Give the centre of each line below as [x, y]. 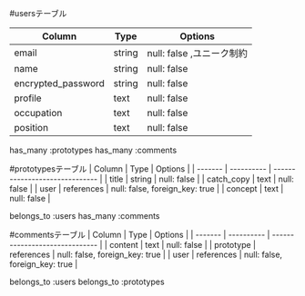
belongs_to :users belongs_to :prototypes [87, 281]
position [31, 128]
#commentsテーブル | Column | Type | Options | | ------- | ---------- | [140, 235]
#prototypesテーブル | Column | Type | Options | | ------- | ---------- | [140, 169]
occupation [38, 113]
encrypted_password [59, 83]
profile [28, 98]
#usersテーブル [38, 13]
